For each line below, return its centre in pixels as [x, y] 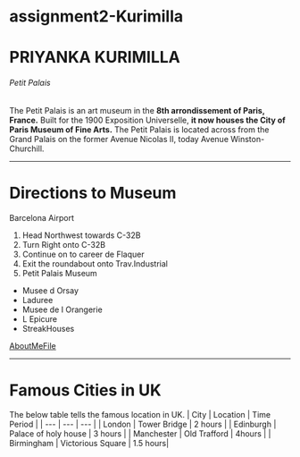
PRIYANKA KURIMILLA [95, 58]
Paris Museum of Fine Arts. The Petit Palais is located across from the [139, 129]
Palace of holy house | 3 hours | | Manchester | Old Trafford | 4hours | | [140, 434]
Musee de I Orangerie [62, 309]
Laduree [37, 300]
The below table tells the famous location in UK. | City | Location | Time [140, 415]
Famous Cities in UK [86, 390]
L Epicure [40, 318]
